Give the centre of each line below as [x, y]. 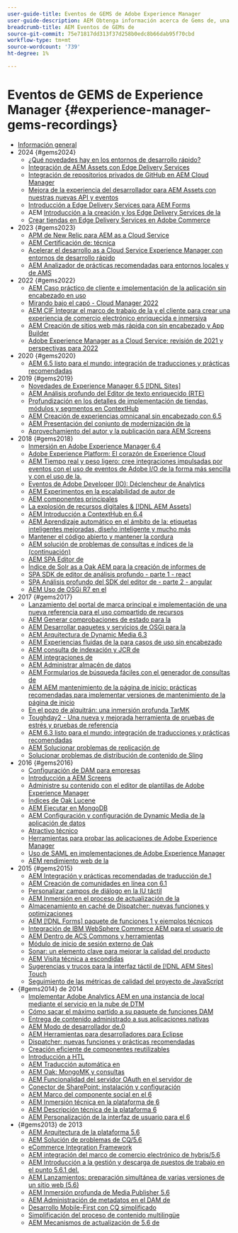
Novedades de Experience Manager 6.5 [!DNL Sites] [104, 386]
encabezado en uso [57, 295]
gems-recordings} [63, 125]
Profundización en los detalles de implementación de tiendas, [118, 401]
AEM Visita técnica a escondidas [76, 958]
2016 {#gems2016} [45, 763]
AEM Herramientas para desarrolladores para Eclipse [106, 1034]
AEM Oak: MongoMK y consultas [76, 1071]
